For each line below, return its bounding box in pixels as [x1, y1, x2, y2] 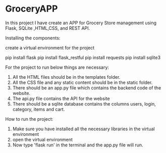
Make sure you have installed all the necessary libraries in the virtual [12, 126, 155, 132]
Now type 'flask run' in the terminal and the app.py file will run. [12, 142, 143, 148]
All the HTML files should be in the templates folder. [12, 74, 121, 80]
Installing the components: [5, 35, 61, 41]
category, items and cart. [12, 106, 65, 112]
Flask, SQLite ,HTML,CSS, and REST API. [5, 25, 90, 31]
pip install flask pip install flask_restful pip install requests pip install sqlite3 [5, 54, 160, 61]
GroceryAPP [5, 3, 58, 15]
